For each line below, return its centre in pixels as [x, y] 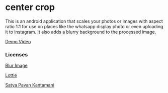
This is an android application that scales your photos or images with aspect [84, 21]
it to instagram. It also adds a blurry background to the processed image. [81, 32]
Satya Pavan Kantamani [30, 85]
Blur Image [16, 66]
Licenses [17, 54]
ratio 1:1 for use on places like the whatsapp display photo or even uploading [84, 26]
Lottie [11, 75]
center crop [30, 7]
